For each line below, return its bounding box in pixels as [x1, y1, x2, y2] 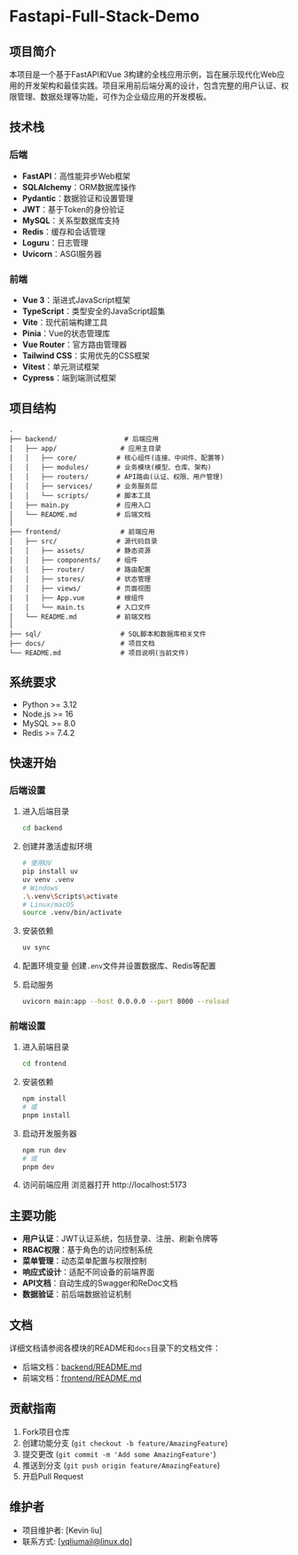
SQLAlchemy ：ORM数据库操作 [21, 181, 137, 192]
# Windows [21, 883, 59, 893]
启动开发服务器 [21, 1127, 77, 1139]
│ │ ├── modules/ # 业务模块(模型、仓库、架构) [9, 462, 212, 472]
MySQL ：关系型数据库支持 [21, 215, 121, 226]
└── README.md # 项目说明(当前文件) [9, 648, 190, 657]
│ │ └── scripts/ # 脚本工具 [9, 491, 152, 500]
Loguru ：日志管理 [21, 237, 89, 248]
